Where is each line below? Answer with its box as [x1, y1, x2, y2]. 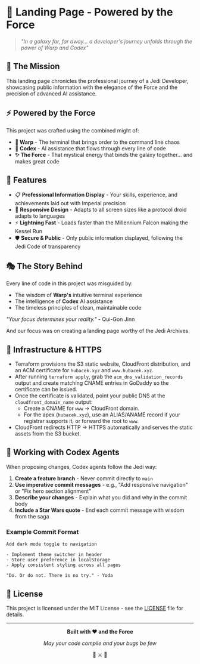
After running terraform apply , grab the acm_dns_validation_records [14, 373, 183, 380]
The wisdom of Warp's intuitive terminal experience [14, 292, 143, 299]
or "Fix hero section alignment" [14, 487, 92, 495]
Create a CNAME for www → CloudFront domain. [23, 405, 140, 412]
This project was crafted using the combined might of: [6, 126, 139, 134]
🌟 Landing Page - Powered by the [6, 5, 173, 19]
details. [6, 611, 24, 618]
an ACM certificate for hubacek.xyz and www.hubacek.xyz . [14, 367, 154, 373]
